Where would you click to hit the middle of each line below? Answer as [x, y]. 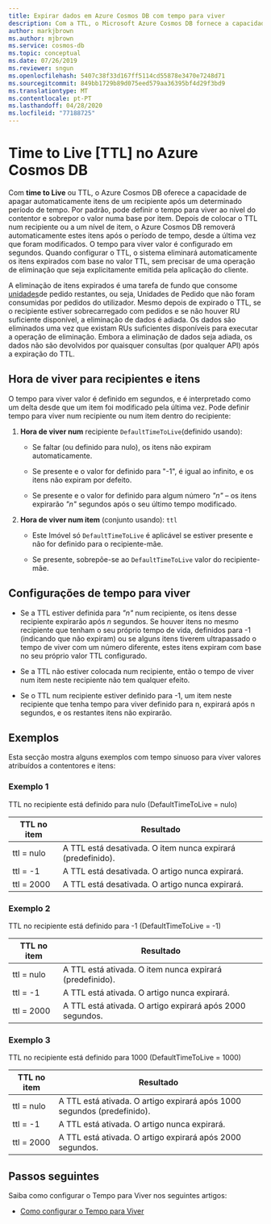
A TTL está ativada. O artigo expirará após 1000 [150, 1101]
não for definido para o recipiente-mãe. [98, 543]
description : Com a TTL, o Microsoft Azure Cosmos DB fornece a [119, 23]
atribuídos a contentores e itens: [62, 766]
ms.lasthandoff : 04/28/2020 [56, 106]
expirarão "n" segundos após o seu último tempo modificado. [134, 504]
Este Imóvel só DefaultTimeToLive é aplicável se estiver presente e [143, 535]
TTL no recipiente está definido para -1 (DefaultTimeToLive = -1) [115, 926]
